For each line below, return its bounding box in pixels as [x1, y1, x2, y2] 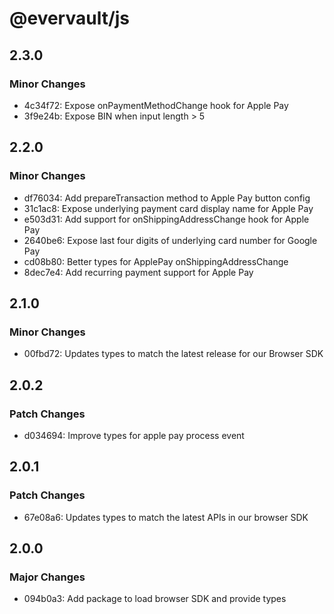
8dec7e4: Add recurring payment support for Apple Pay [23, 266, 254, 278]
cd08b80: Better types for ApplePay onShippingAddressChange [23, 255, 289, 267]
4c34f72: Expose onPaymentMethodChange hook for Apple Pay [23, 99, 289, 111]
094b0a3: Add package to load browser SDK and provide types [23, 593, 287, 605]
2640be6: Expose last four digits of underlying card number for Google [23, 234, 318, 246]
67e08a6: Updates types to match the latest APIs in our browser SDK [23, 511, 309, 523]
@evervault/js [9, 7, 131, 30]
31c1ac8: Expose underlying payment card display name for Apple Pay [23, 202, 314, 214]
